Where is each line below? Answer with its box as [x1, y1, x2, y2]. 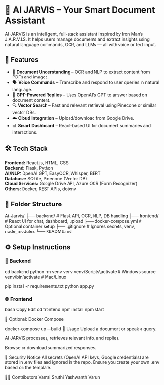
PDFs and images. [12, 74, 49, 80]
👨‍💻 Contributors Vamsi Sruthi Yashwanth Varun [5, 374, 100, 380]
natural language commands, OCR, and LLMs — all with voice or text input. [5, 41, 156, 47]
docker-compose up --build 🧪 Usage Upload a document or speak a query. [5, 326, 157, 332]
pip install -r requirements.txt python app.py [5, 283, 94, 289]
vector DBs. [12, 109, 36, 115]
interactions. [12, 129, 38, 135]
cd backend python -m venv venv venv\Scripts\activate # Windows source [5, 269, 156, 275]
